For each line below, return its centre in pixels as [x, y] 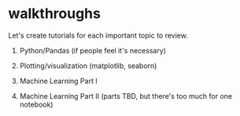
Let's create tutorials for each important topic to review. [98, 35]
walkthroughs [54, 14]
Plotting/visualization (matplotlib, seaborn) [88, 65]
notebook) [36, 104]
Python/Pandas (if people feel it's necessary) [93, 50]
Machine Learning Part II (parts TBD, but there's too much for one [126, 96]
